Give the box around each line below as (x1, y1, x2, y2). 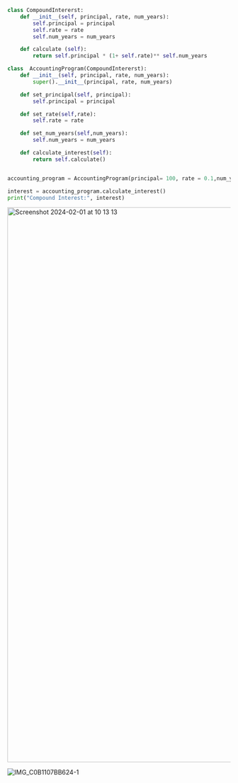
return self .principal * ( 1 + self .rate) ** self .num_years (33, 52, 208, 60)
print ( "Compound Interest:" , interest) (7, 194, 125, 201)
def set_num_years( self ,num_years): (20, 130, 129, 137)
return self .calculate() (33, 156, 106, 163)
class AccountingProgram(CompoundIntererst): (7, 65, 147, 72)
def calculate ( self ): (20, 46, 87, 53)
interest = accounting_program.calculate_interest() (7, 188, 166, 195)
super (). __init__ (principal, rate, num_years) (33, 78, 173, 85)
